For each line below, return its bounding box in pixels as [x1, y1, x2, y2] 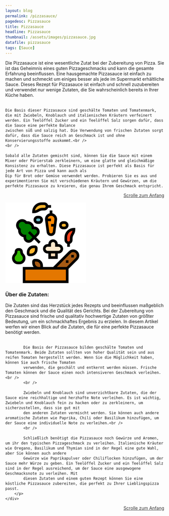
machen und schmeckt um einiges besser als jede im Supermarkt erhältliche [5, 76, 164, 82]
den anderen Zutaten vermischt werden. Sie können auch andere [23, 411, 159, 416]
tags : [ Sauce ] [5, 45, 35, 50]
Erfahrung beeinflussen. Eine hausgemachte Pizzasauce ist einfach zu [5, 71, 152, 77]
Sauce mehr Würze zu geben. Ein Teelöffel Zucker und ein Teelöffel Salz [5, 461, 164, 466]
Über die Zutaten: [5, 291, 49, 298]
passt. [5, 486, 19, 491]
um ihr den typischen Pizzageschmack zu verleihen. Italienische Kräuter [5, 441, 164, 446]
